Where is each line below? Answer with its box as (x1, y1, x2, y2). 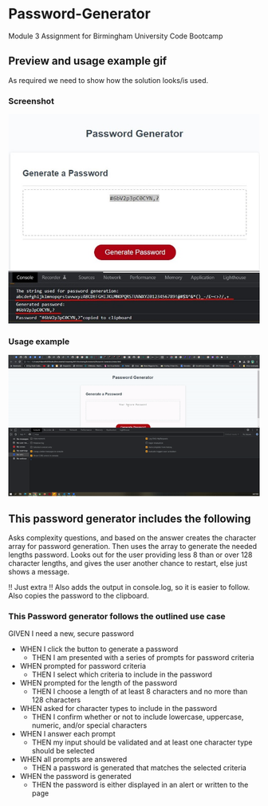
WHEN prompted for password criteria (19, 662, 146, 671)
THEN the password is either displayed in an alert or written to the (31, 780, 249, 790)
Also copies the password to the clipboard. (8, 591, 149, 601)
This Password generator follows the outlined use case (8, 610, 226, 622)
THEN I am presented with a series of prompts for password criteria (31, 653, 254, 662)
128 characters (31, 695, 81, 705)
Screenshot (8, 95, 54, 106)
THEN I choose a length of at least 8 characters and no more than (31, 687, 248, 697)
